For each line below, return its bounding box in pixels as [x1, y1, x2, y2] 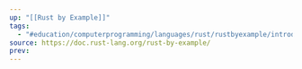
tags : [9, 22, 30, 30]
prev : [9, 47, 30, 56]
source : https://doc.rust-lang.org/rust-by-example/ [9, 38, 211, 47]
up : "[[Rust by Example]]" [9, 13, 111, 22]
